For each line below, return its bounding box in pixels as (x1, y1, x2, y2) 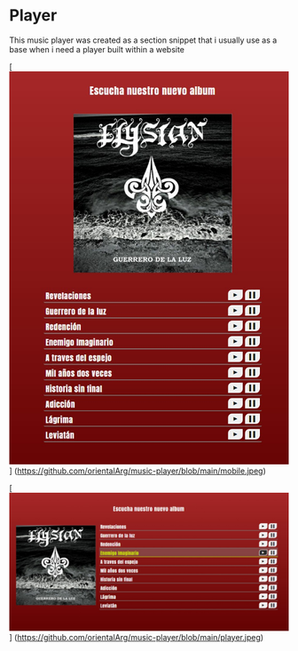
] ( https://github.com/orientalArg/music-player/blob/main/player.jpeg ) (9, 631, 264, 642)
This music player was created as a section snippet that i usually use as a (9, 35, 278, 45)
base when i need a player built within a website (9, 44, 184, 54)
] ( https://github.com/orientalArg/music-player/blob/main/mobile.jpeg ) (9, 465, 266, 476)
